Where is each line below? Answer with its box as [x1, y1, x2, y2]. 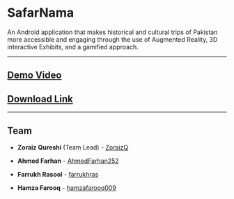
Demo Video [7, 70, 62, 81]
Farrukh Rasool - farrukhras [17, 170, 99, 178]
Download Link [7, 93, 73, 105]
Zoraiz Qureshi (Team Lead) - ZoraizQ [17, 143, 129, 151]
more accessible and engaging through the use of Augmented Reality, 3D [7, 35, 218, 43]
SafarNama [7, 5, 75, 21]
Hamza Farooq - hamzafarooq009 [17, 183, 116, 192]
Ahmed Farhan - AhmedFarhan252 [17, 157, 120, 165]
